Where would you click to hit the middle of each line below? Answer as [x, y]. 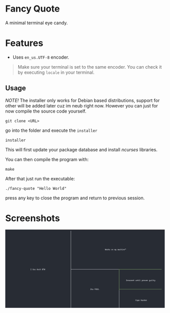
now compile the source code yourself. [46, 111]
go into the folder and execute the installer [51, 130]
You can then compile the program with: [47, 159]
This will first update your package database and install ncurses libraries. [81, 149]
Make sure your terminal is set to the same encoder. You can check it [90, 67]
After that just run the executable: [40, 178]
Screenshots [33, 218]
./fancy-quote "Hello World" [36, 188]
